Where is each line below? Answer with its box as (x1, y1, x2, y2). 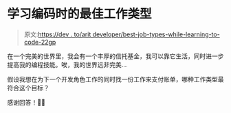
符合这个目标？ (7, 84, 49, 92)
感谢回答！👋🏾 (7, 98, 46, 106)
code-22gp (23, 38, 56, 46)
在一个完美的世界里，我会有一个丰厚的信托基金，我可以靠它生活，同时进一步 (7, 52, 224, 60)
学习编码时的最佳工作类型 (7, 6, 153, 22)
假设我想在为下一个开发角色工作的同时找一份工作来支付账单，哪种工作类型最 (7, 75, 224, 83)
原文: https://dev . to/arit (23, 30, 91, 38)
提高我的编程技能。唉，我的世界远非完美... (7, 60, 127, 68)
